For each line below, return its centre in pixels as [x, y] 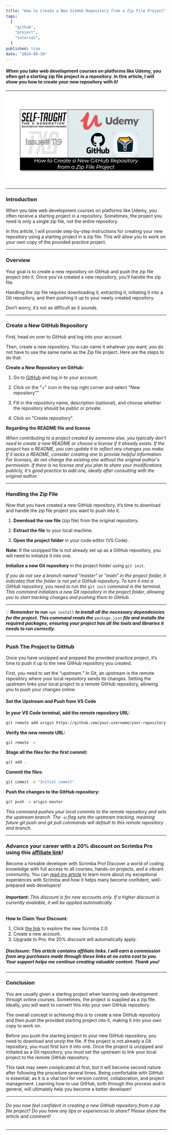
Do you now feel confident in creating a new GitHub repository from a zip [83, 1105]
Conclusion [20, 983]
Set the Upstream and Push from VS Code [51, 701]
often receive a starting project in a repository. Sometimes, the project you [84, 216]
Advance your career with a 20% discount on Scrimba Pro [79, 846]
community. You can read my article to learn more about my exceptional [81, 874]
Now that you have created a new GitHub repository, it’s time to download [83, 505]
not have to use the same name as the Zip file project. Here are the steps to [85, 352]
